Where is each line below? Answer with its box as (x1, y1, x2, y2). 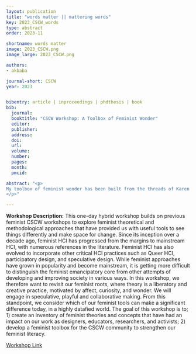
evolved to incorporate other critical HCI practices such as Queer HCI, (6, 249, 175, 257)
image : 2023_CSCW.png (6, 46, 59, 53)
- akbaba (6, 68, 27, 74)
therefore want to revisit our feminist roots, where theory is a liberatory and (6, 281, 187, 288)
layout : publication (6, 8, 57, 15)
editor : (11, 121, 30, 127)
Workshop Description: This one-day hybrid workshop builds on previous (6, 213, 185, 220)
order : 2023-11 (6, 30, 43, 36)
